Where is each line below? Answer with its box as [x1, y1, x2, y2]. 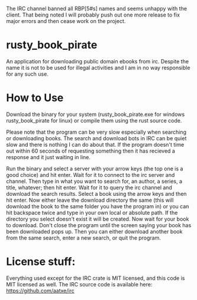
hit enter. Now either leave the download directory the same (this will [6, 196, 174, 204]
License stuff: [6, 255, 76, 269]
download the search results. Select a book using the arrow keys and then [6, 190, 187, 197]
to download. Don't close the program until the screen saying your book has [6, 221, 192, 228]
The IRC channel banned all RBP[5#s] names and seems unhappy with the [6, 5, 188, 12]
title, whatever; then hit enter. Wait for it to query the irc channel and [6, 183, 173, 191]
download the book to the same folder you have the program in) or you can [6, 202, 189, 209]
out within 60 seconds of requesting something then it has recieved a [6, 147, 176, 154]
